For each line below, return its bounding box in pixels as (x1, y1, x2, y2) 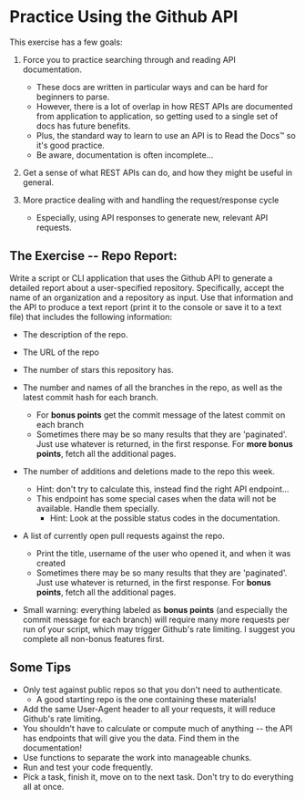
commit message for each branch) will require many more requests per (22, 614, 290, 625)
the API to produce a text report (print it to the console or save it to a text (9, 301, 282, 312)
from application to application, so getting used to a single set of (36, 110, 279, 121)
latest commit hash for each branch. (22, 391, 159, 402)
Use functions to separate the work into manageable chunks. (22, 752, 252, 763)
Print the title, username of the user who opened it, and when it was (36, 547, 291, 558)
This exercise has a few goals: (9, 36, 123, 47)
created (36, 557, 66, 568)
